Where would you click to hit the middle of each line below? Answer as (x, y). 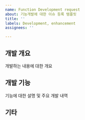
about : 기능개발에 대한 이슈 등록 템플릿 (41, 14)
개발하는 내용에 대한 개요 (29, 66)
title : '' (15, 19)
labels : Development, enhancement (41, 23)
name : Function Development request (42, 10)
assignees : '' (20, 28)
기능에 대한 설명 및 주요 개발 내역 (36, 96)
